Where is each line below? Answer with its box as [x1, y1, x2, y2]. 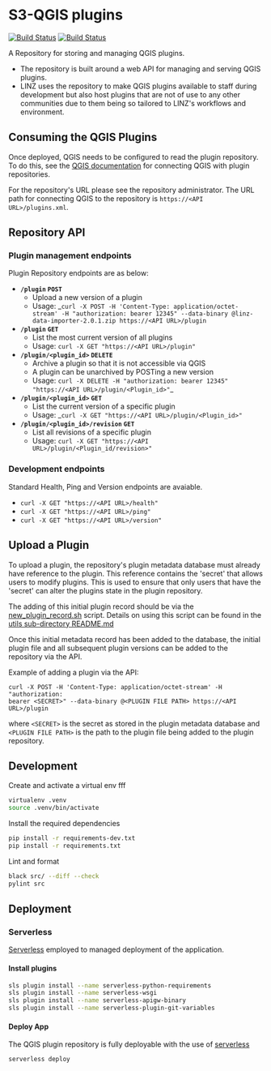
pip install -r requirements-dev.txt [8, 834, 136, 842]
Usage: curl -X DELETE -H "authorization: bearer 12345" [32, 375, 229, 386]
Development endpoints [8, 464, 105, 475]
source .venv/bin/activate [8, 804, 100, 812]
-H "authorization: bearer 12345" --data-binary [61, 310, 229, 318]
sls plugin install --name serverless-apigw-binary [8, 996, 186, 1005]
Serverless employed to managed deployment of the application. [8, 945, 225, 954]
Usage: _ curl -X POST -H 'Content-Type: [32, 302, 171, 311]
